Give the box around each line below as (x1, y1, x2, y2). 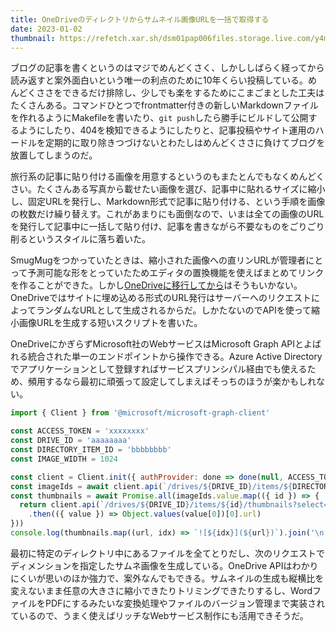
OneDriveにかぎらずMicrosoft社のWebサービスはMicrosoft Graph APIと (10, 338, 305, 350)
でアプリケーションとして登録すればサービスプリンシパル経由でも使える (10, 363, 308, 375)
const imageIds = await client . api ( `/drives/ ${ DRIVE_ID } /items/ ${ (10, 481, 293, 491)
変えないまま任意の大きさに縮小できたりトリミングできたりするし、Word (10, 584, 313, 596)
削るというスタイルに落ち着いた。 (10, 233, 151, 245)
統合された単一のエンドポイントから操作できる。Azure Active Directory (27, 351, 323, 363)
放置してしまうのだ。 (10, 149, 98, 161)
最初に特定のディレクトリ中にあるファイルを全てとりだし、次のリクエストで (10, 547, 326, 559)
